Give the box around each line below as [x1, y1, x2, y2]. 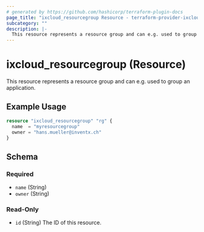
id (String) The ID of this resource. [15, 219, 102, 227]
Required [6, 169, 34, 178]
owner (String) [15, 190, 50, 197]
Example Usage [6, 101, 67, 112]
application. [6, 84, 36, 92]
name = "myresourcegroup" [12, 123, 80, 129]
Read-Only [6, 205, 39, 213]
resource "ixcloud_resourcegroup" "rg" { [6, 118, 113, 124]
